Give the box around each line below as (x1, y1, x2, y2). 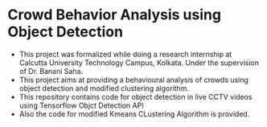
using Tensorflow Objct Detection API (18, 100, 144, 110)
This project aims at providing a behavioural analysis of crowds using (18, 75, 249, 84)
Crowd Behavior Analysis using (7, 6, 222, 24)
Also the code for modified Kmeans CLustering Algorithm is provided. (18, 109, 250, 118)
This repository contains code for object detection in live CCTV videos (18, 92, 253, 101)
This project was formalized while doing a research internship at (18, 49, 232, 59)
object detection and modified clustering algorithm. (18, 83, 190, 93)
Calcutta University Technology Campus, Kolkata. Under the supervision (18, 58, 259, 68)
